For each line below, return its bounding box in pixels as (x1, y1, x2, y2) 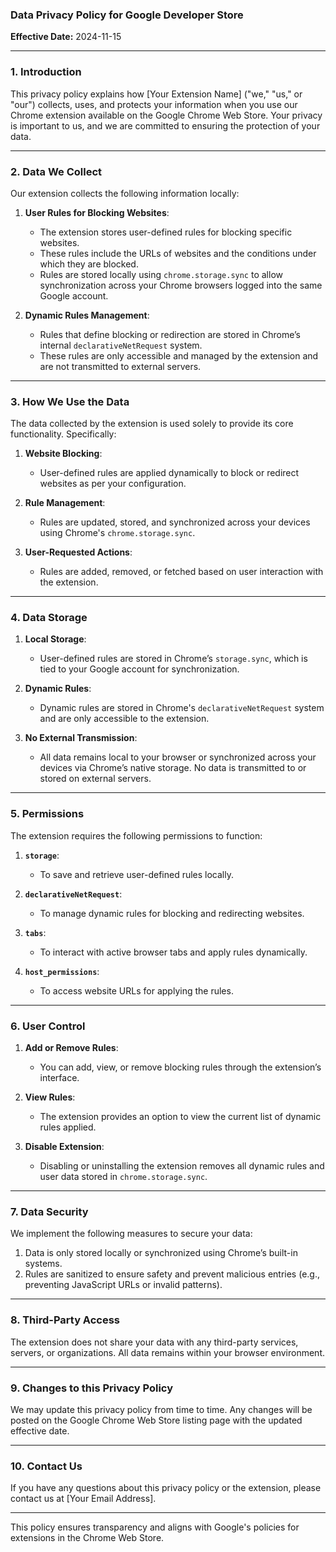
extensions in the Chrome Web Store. (10, 1532, 165, 1544)
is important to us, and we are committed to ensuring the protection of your (10, 119, 321, 132)
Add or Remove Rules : (24, 1042, 119, 1054)
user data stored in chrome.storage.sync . (39, 1171, 208, 1183)
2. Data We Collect (10, 164, 103, 178)
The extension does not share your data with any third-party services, (10, 1336, 299, 1348)
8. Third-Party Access (10, 1313, 121, 1327)
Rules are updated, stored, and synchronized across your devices (39, 516, 311, 528)
